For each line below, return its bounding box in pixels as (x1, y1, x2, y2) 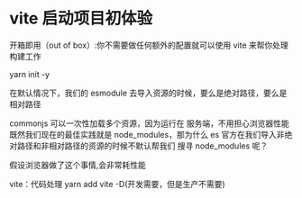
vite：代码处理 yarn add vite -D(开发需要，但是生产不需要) (9, 178, 225, 189)
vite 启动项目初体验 (9, 8, 153, 29)
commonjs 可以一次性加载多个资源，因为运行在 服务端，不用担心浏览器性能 (9, 118, 290, 129)
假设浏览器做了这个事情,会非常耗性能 (9, 159, 147, 170)
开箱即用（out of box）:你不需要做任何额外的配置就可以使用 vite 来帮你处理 (9, 40, 288, 50)
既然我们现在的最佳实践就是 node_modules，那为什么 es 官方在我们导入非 (9, 129, 286, 139)
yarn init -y (9, 68, 50, 79)
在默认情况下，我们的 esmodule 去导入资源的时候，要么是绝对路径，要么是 (9, 87, 288, 98)
